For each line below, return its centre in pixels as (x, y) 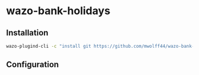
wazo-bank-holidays (58, 11)
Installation (27, 33)
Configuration (33, 65)
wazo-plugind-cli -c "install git (49, 46)
